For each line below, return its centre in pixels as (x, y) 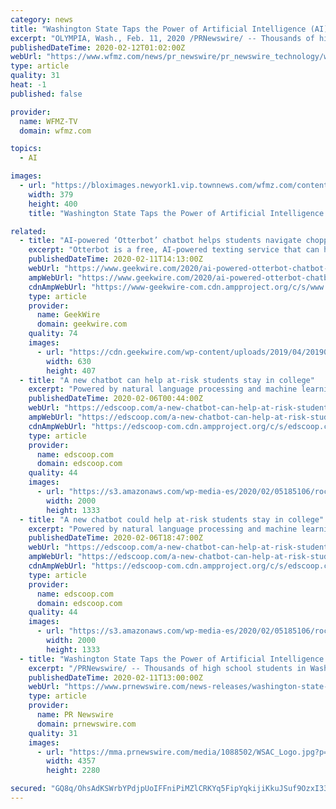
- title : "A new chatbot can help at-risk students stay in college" (167, 380)
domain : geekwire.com (82, 324)
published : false (46, 94)
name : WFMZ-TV (48, 121)
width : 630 (69, 361)
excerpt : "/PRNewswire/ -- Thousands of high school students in (167, 668)
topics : (26, 149)
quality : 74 (53, 334)
